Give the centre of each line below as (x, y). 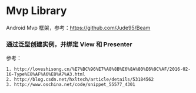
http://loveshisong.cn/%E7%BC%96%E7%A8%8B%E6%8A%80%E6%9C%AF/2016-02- (102, 69)
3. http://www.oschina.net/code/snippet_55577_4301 (71, 85)
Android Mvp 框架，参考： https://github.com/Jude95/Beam (78, 27)
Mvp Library (36, 11)
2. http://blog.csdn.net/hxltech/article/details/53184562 (80, 80)
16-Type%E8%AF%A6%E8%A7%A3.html (46, 74)
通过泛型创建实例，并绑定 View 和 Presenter (69, 44)
